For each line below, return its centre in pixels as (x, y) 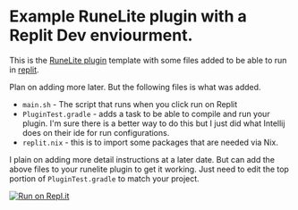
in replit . (24, 70)
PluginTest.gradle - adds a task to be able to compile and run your (146, 113)
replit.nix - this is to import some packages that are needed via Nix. (150, 142)
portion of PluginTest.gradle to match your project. (104, 178)
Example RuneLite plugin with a (128, 17)
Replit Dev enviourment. (101, 35)
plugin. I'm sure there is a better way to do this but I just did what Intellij (153, 123)
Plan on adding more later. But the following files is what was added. (135, 87)
